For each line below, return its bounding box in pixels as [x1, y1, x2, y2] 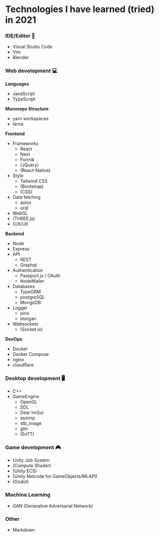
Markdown [12, 526, 35, 533]
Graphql [20, 261, 37, 268]
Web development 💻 [5, 67, 58, 74]
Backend [5, 231, 24, 237]
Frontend [5, 130, 25, 137]
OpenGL [20, 399, 38, 405]
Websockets [12, 320, 39, 327]
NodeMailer [20, 278, 44, 284]
